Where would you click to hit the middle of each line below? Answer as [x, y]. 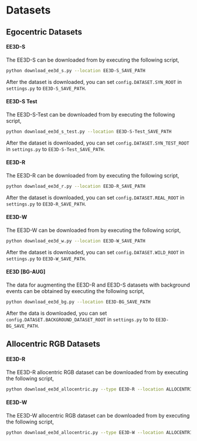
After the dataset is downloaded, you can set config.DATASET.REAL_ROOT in [95, 197]
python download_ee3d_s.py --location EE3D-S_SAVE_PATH [76, 70]
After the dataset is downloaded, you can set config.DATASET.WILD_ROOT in [95, 252]
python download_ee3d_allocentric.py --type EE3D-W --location [85, 432]
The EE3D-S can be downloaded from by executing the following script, [93, 60]
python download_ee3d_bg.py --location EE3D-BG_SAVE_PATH [78, 302]
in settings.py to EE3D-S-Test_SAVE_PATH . [56, 149]
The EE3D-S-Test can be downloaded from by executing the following [91, 115]
